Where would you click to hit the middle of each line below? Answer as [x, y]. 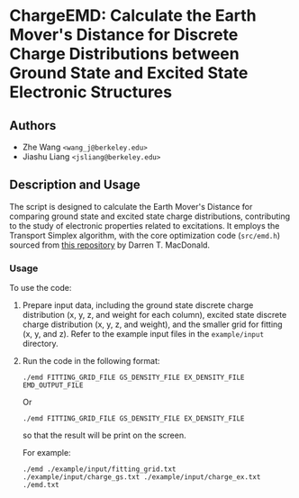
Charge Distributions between [125, 54]
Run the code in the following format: [91, 361]
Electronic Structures [91, 92]
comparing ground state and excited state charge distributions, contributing [150, 216]
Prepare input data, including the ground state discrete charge [138, 305]
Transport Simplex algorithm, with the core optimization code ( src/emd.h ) [145, 235]
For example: [46, 453]
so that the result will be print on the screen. [104, 435]
